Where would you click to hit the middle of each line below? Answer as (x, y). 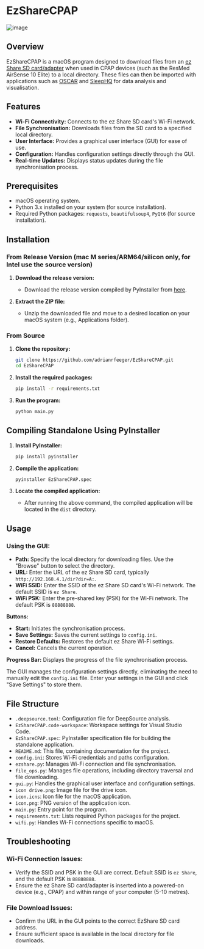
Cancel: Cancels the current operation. (64, 648)
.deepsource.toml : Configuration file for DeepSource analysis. (93, 718)
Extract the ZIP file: (40, 302)
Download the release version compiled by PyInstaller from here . (105, 290)
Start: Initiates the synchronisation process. (70, 628)
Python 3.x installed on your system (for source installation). (90, 207)
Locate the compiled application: (58, 491)
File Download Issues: (40, 907)
